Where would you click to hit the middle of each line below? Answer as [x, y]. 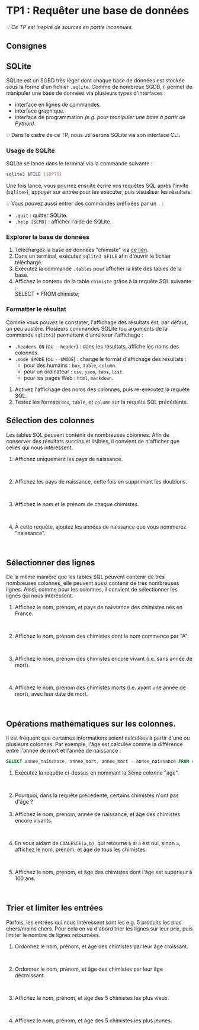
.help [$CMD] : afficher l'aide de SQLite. [63, 222]
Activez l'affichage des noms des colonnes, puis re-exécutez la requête [102, 389]
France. [24, 613]
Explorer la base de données [48, 237]
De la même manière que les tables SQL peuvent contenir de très [86, 577]
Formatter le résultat [36, 309]
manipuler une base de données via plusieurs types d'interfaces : [86, 93]
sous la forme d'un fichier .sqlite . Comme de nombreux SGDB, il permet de [99, 87]
